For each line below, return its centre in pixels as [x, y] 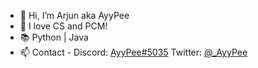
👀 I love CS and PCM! [63, 26]
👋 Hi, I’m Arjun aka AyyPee [74, 15]
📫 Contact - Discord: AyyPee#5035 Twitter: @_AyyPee [133, 52]
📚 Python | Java [54, 37]
